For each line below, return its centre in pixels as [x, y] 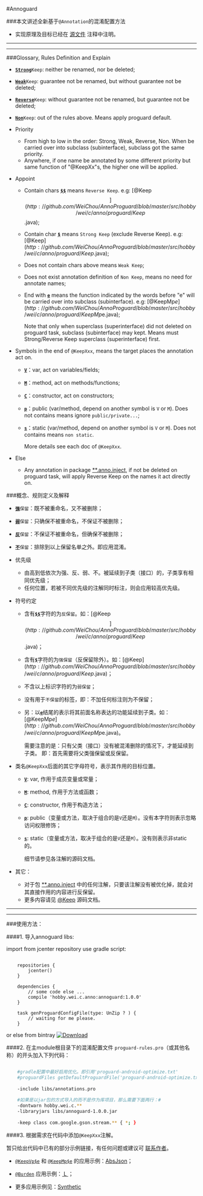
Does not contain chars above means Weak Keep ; [84, 265]
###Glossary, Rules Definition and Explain [58, 58]
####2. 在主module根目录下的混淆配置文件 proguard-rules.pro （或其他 [95, 1047]
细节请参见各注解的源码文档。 [61, 859]
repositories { [36, 965]
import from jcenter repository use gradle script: [66, 949]
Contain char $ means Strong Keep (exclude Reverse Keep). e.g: [103, 234]
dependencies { [36, 987]
